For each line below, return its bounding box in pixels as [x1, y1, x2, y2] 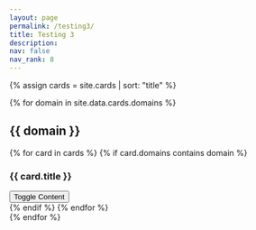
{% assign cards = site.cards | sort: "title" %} [9, 80, 177, 90]
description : [9, 38, 59, 48]
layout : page [9, 13, 59, 23]
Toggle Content [14, 192, 65, 202]
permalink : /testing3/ [9, 22, 95, 31]
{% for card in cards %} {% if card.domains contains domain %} [9, 147, 248, 158]
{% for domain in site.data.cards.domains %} [9, 97, 177, 108]
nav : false [9, 47, 50, 56]
